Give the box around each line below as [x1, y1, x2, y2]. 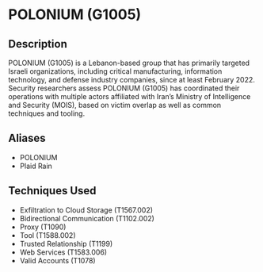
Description [8, 37, 67, 51]
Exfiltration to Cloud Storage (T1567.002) [19, 205, 153, 215]
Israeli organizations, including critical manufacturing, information [8, 67, 223, 76]
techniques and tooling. [8, 109, 86, 118]
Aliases [8, 132, 46, 145]
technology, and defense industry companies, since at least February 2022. [8, 75, 256, 84]
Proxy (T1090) [19, 222, 67, 232]
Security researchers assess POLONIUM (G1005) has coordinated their [8, 83, 240, 93]
